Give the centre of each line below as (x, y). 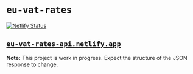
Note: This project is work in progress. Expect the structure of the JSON (97, 58)
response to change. (32, 64)
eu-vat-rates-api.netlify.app (64, 44)
